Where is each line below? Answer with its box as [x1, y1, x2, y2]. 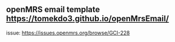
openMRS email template [6, 5, 100, 15]
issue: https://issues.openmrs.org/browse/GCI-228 [6, 29, 130, 36]
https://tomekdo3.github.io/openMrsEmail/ [6, 14, 169, 24]
